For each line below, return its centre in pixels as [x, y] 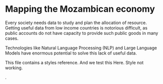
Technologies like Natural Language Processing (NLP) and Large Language [81, 48]
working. [14, 68]
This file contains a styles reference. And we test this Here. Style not [74, 62]
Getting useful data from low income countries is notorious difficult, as [76, 28]
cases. [12, 38]
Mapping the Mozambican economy [80, 9]
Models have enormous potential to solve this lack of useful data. [71, 53]
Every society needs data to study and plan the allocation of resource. [76, 23]
